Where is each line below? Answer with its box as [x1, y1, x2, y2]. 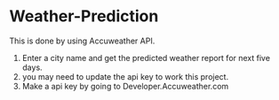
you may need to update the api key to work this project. [21, 71, 229, 81]
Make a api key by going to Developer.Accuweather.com [21, 81, 229, 91]
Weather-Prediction [9, 6, 159, 27]
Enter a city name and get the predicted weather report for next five [21, 52, 271, 63]
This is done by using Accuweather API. [9, 35, 155, 46]
